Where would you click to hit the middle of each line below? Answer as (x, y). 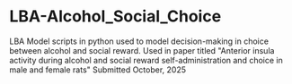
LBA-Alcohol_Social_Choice (115, 17)
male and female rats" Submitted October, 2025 (98, 70)
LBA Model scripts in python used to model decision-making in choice (139, 41)
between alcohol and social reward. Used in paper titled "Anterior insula (142, 50)
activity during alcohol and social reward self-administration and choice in (146, 60)
